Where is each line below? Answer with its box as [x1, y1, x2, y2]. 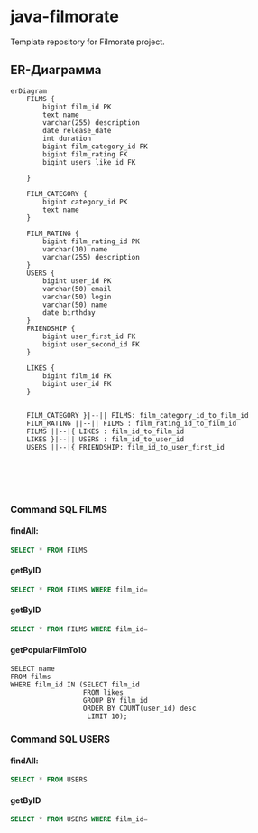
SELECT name [10, 665, 55, 674]
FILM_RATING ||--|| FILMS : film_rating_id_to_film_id [26, 419, 237, 428]
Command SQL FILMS [10, 503, 107, 516]
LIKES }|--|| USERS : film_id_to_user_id [26, 434, 184, 444]
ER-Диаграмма [10, 62, 102, 78]
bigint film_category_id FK [42, 142, 148, 151]
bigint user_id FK [42, 379, 112, 388]
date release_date [42, 126, 112, 135]
